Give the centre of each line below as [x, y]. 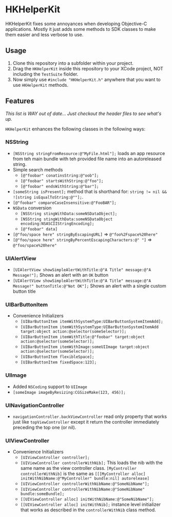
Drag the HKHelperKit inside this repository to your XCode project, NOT [88, 68]
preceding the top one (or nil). [44, 428]
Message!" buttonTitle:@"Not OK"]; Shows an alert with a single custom [89, 286]
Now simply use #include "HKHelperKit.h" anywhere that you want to [87, 79]
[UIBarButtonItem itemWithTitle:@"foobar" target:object [83, 337]
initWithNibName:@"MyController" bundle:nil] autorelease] [85, 478]
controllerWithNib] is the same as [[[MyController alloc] [83, 474]
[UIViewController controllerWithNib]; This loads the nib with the [91, 463]
